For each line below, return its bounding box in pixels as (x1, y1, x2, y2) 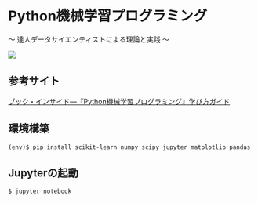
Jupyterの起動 (8, 166, 78, 179)
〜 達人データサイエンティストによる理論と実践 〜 (8, 34, 170, 44)
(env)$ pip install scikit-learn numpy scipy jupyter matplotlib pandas (8, 143, 251, 151)
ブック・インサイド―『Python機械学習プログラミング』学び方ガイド (8, 96, 231, 106)
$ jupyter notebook (8, 187, 72, 196)
